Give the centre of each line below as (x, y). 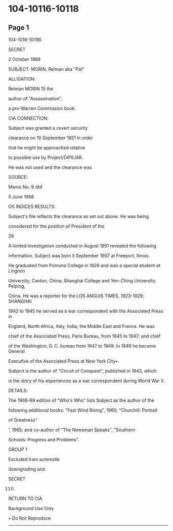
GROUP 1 (18, 449)
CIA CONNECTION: (28, 118)
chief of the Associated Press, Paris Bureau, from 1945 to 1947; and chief (84, 336)
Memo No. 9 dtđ (25, 187)
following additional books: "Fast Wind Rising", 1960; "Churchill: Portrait (83, 410)
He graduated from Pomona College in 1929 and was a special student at (84, 265)
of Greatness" (23, 420)
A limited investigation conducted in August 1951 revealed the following (82, 246)
